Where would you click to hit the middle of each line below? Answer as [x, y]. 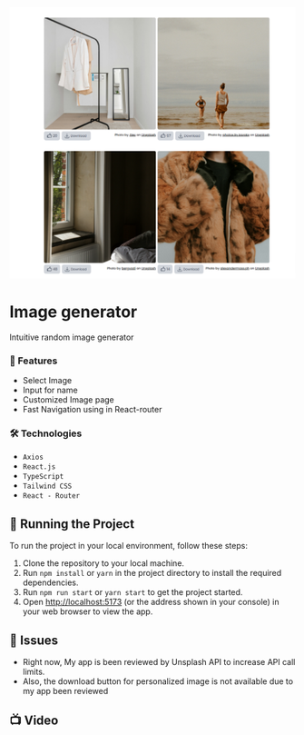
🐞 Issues [34, 640]
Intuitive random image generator [72, 337]
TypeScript [43, 477]
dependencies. [50, 582]
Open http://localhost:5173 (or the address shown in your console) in [151, 602]
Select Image [47, 381]
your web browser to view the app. [88, 611]
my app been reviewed [65, 691]
